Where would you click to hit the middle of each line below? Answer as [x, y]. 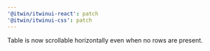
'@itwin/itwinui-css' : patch [50, 20]
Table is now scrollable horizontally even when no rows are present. [105, 40]
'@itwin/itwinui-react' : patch [53, 14]
